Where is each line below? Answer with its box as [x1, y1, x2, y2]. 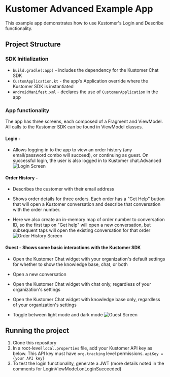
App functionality [5, 106, 50, 114]
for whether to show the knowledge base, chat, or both [12, 261, 128, 267]
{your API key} [12, 356, 45, 361]
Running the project [5, 326, 70, 335]
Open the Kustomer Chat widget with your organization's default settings [12, 256, 165, 262]
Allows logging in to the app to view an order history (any [12, 147, 132, 153]
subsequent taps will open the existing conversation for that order [12, 227, 151, 233]
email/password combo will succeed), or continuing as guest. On [12, 152, 149, 158]
